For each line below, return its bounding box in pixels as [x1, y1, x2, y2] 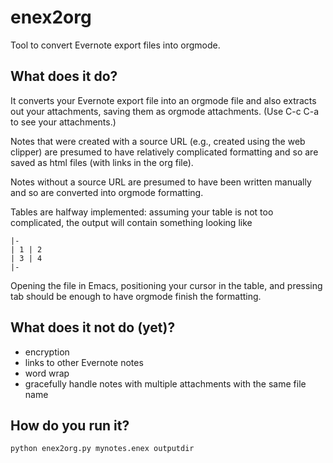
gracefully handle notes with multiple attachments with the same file [24, 377, 307, 390]
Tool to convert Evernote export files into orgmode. [10, 39, 221, 51]
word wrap [24, 367, 70, 379]
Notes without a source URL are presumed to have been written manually [10, 176, 312, 188]
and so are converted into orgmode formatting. [10, 186, 204, 198]
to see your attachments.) [10, 116, 117, 128]
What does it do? [10, 68, 118, 85]
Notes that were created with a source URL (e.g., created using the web [10, 135, 306, 147]
